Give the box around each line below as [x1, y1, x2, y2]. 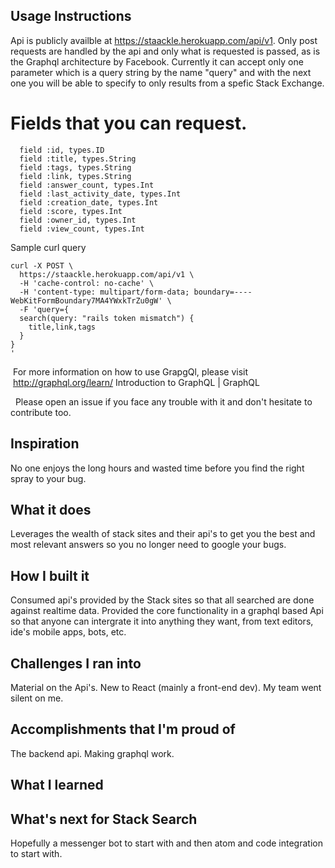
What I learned [10, 777, 104, 794]
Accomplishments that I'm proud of [10, 721, 236, 738]
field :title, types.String [19, 154, 137, 164]
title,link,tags [28, 322, 97, 332]
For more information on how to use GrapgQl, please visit [12, 365, 249, 378]
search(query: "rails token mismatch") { [19, 313, 195, 323]
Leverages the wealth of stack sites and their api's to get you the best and [10, 528, 316, 540]
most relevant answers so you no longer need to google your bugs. [10, 539, 287, 551]
